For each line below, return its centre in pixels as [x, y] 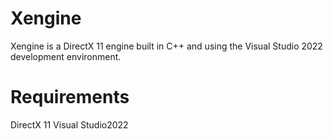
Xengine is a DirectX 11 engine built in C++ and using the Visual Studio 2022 [166, 46]
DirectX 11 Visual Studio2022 [69, 124]
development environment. [66, 56]
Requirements [70, 97]
